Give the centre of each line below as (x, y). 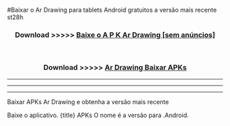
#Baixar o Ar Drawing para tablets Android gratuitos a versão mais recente (112, 10)
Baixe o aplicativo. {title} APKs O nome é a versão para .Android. (98, 115)
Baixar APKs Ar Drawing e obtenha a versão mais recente (88, 101)
